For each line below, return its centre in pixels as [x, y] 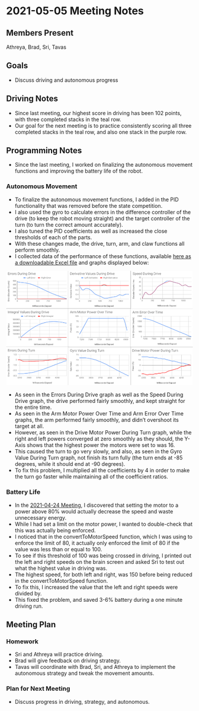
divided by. [28, 593]
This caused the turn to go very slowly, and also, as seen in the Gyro [98, 452]
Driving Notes [32, 99]
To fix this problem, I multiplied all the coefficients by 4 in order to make [102, 471]
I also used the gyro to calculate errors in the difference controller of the [103, 212]
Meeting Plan [31, 624]
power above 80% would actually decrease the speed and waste [94, 511]
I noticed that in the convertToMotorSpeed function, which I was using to [103, 537]
